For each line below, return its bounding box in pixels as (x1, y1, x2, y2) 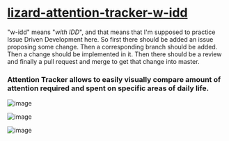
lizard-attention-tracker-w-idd (7, 5, 188, 21)
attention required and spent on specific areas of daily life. (7, 83, 210, 93)
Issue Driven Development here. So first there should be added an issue (7, 35, 214, 43)
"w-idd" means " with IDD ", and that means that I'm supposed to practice (7, 28, 216, 36)
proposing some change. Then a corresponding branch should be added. (7, 42, 218, 51)
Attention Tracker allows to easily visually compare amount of (7, 74, 221, 84)
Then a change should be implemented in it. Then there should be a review (7, 50, 222, 58)
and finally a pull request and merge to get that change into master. (7, 57, 200, 65)
